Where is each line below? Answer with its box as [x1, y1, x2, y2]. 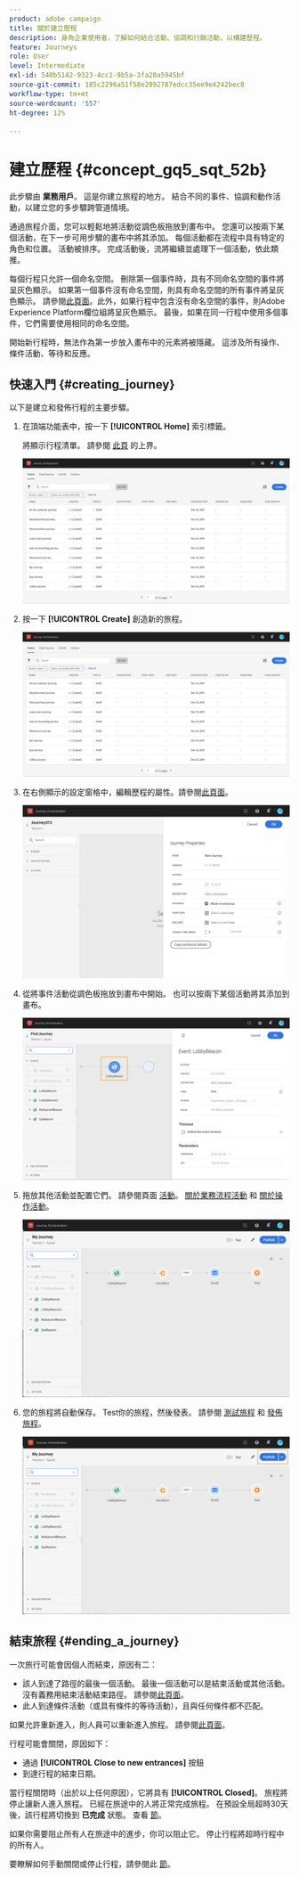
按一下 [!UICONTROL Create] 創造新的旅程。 [21, 613, 188, 624]
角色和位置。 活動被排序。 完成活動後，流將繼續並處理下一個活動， [9, 243, 255, 254]
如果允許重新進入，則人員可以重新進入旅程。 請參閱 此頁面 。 [9, 1719, 230, 1730]
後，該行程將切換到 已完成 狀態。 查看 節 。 [9, 1809, 166, 1820]
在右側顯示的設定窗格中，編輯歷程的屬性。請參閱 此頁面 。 [21, 787, 233, 797]
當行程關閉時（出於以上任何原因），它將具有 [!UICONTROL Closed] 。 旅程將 [9, 1787, 288, 1798]
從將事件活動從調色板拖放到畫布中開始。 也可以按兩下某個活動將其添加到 [21, 989, 290, 1000]
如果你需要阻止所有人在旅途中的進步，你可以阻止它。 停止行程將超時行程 [9, 1828, 277, 1839]
